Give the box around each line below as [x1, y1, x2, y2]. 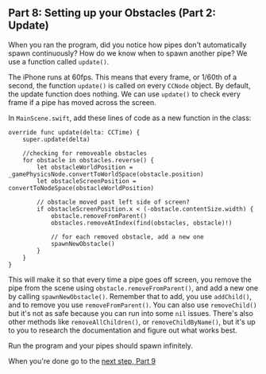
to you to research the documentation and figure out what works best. [8, 325, 238, 335]
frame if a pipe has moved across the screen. [8, 97, 156, 107]
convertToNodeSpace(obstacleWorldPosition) [8, 184, 155, 192]
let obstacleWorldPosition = [37, 163, 133, 171]
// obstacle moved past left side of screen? [37, 198, 191, 206]
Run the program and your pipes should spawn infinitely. [8, 341, 193, 350]
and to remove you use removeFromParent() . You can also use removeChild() [8, 300, 257, 310]
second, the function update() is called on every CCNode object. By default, [8, 80, 251, 90]
